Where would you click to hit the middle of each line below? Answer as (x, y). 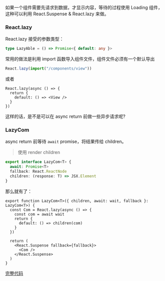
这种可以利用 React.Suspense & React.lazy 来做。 (57, 14)
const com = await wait (40, 214)
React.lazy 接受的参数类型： (35, 39)
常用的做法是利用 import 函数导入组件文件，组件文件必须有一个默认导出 (80, 59)
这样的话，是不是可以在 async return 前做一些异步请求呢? (65, 116)
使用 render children (39, 152)
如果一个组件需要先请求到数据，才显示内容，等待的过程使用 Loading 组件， (84, 7)
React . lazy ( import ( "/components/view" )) (49, 69)
